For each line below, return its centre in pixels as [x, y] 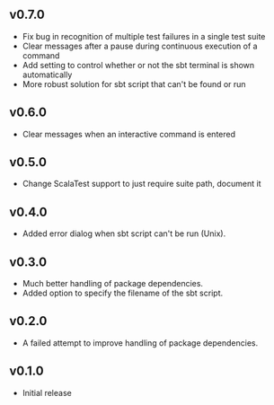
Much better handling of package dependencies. [113, 284]
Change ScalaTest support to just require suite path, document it [141, 184]
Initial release [47, 392]
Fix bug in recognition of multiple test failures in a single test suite [144, 36]
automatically [47, 75]
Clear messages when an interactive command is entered [129, 134]
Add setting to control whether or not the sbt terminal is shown [138, 65]
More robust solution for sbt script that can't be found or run [134, 84]
